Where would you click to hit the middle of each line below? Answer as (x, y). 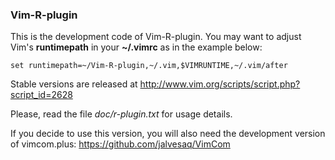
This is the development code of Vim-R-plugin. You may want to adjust (156, 37)
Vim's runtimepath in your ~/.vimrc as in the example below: (136, 47)
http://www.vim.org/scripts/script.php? (220, 84)
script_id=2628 (41, 95)
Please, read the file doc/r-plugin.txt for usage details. (121, 114)
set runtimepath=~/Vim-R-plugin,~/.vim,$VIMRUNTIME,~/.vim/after (149, 66)
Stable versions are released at (74, 84)
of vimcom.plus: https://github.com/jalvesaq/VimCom (120, 144)
